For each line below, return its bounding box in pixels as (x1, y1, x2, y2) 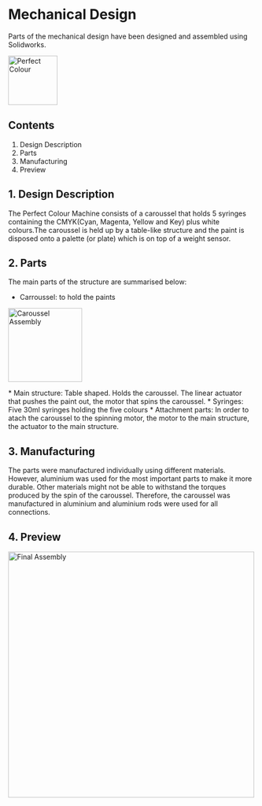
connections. (8, 508, 51, 517)
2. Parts (8, 256, 47, 269)
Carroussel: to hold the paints (19, 293, 116, 302)
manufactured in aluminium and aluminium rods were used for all (8, 499, 219, 508)
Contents (8, 119, 55, 132)
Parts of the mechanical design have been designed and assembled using (8, 31, 248, 41)
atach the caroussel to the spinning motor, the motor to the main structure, (8, 413, 249, 423)
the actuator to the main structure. (8, 422, 120, 431)
